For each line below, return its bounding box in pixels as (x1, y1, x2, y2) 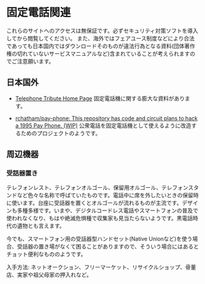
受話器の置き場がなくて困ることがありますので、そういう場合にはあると (17, 243, 199, 250)
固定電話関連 (6, 6, 72, 20)
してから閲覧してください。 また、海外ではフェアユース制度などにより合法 (6, 34, 195, 42)
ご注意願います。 (11, 58, 54, 65)
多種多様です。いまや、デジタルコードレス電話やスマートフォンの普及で (17, 207, 199, 214)
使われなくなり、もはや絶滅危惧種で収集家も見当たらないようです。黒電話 (6, 215, 193, 222)
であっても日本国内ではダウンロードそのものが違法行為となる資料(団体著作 (6, 42, 196, 50)
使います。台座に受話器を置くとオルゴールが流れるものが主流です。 (11, 200, 182, 207)
